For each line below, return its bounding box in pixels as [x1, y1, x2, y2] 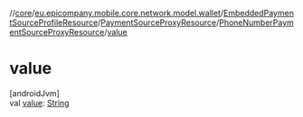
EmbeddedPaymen [223, 8, 294, 18]
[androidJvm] [9, 87, 61, 98]
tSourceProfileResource [9, 17, 99, 28]
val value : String [9, 97, 70, 108]
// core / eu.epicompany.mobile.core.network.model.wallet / [9, 8, 224, 18]
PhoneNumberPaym [218, 17, 294, 28]
